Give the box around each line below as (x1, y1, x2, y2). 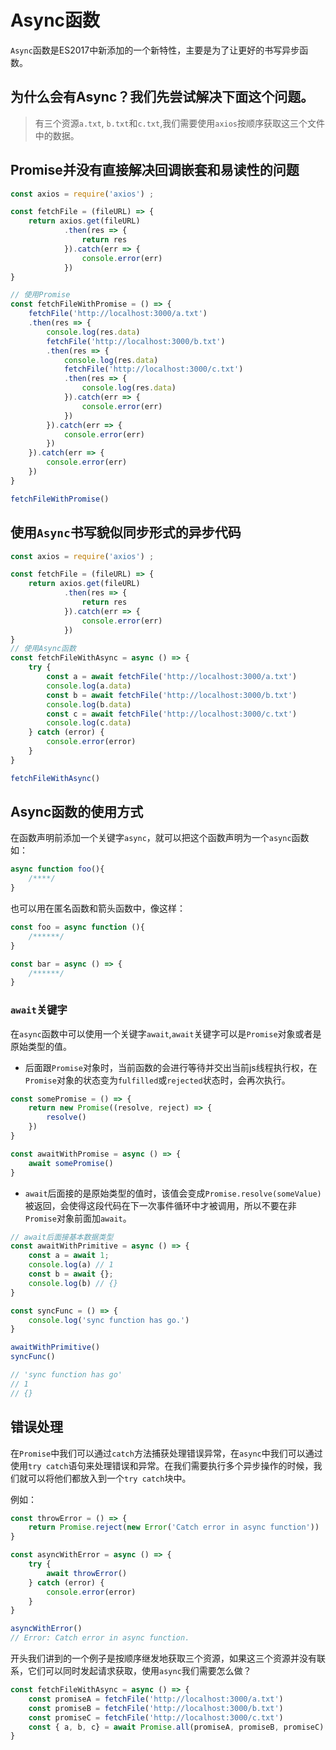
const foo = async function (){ (10, 922, 145, 933)
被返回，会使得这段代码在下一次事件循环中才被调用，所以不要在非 (24, 1199, 297, 1211)
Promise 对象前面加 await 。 (24, 1212, 132, 1224)
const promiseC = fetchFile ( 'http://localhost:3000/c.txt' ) (28, 1712, 284, 1723)
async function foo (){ (10, 864, 105, 875)
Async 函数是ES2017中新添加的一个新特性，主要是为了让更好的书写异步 (10, 44, 300, 56)
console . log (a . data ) (46, 681, 132, 691)
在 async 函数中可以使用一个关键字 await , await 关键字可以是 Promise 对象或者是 (10, 1027, 322, 1040)
